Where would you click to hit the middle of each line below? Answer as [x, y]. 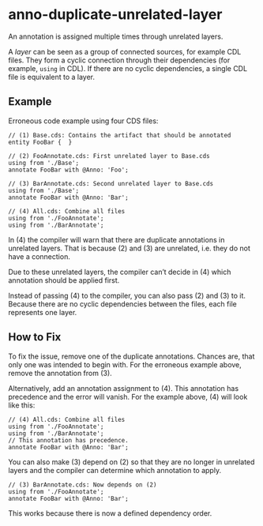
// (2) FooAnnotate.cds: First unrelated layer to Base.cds [109, 156]
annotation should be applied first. [64, 280]
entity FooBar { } [40, 142]
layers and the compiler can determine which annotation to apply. [115, 470]
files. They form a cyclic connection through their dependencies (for [119, 60]
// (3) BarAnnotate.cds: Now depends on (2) [83, 485]
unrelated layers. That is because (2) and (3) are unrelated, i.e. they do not [129, 248]
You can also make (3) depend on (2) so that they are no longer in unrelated [131, 462]
